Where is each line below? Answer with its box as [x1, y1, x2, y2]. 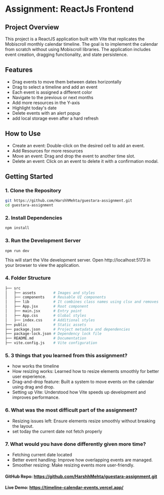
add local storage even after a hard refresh [12, 115, 99, 121]
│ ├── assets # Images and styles [5, 290, 95, 295]
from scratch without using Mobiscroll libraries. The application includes [5, 47, 151, 52]
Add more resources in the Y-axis [12, 100, 80, 105]
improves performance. [12, 394, 60, 400]
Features [5, 66, 33, 74]
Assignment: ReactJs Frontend [5, 3, 134, 15]
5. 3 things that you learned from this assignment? [5, 352, 128, 359]
